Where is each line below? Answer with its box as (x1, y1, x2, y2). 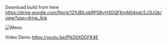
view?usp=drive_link (5, 15, 47, 20)
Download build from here (5, 4, 59, 10)
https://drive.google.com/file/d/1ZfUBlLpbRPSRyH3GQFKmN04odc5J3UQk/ (5, 9, 162, 15)
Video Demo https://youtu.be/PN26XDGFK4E (5, 34, 98, 40)
